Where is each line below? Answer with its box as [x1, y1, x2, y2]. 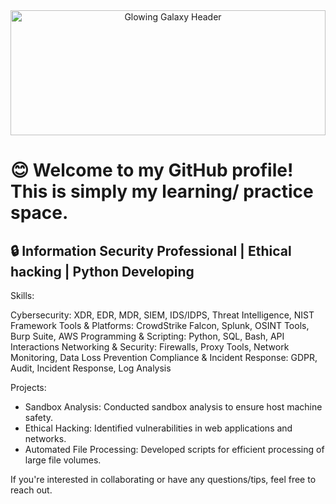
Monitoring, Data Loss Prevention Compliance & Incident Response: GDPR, [10, 352, 318, 363]
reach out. [10, 484, 53, 496]
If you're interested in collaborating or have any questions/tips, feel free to [10, 474, 317, 485]
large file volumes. [24, 454, 102, 466]
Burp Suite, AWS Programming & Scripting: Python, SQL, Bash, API [10, 330, 285, 342]
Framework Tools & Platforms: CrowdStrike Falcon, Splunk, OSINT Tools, [10, 320, 310, 331]
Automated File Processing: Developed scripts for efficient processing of [24, 444, 325, 455]
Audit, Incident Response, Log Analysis [10, 362, 172, 374]
